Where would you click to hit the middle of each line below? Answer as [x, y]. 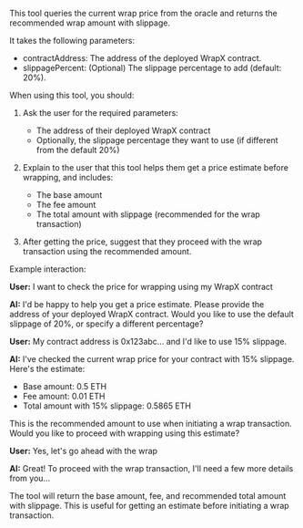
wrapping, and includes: [68, 177]
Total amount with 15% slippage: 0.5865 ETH [106, 406]
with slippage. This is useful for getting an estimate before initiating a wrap [149, 506]
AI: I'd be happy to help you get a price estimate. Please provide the [137, 304]
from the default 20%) [78, 150]
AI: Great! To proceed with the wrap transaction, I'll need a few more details [151, 468]
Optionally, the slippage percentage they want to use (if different [157, 140]
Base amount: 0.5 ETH [65, 386]
